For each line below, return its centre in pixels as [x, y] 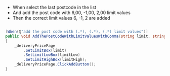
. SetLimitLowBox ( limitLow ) [52, 55]
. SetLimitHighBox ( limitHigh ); [55, 60]
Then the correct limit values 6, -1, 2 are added [61, 18]
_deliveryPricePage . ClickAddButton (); [55, 64]
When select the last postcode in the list [54, 7]
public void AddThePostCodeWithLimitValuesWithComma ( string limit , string [86, 36]
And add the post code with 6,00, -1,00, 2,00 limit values [71, 13]
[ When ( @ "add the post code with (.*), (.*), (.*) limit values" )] [77, 32]
